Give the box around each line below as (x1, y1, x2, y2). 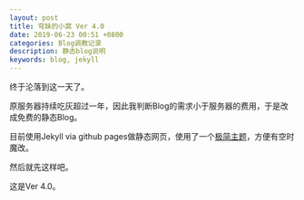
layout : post (9, 13, 59, 23)
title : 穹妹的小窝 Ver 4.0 (9, 22, 104, 31)
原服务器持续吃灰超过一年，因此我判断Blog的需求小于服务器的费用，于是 (9, 100, 281, 111)
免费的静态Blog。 (16, 112, 83, 122)
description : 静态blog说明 (9, 47, 106, 56)
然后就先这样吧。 (9, 162, 74, 172)
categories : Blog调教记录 (9, 38, 103, 48)
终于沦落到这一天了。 (9, 81, 89, 91)
